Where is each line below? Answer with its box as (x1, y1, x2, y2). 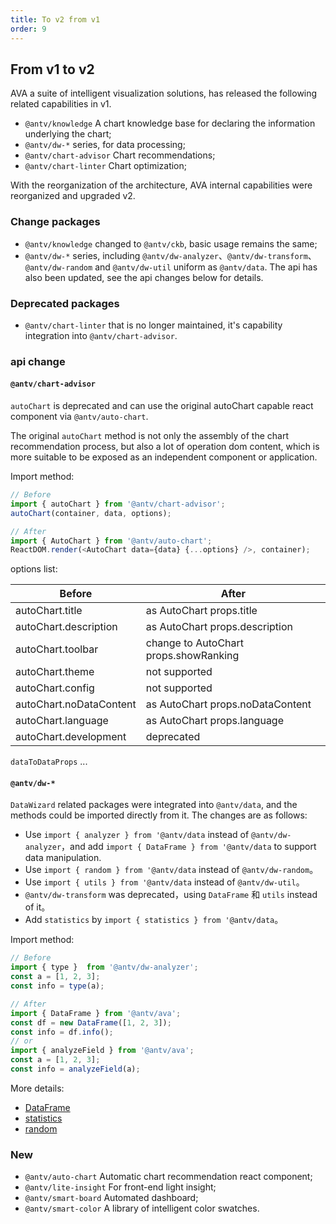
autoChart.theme (15, 665, 95, 679)
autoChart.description (15, 620, 118, 634)
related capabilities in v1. (10, 98, 112, 110)
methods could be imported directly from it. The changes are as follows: (10, 809, 308, 821)
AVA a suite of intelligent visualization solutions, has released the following (10, 87, 318, 100)
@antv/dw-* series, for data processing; (24, 139, 186, 151)
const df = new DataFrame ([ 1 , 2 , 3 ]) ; (10, 1017, 172, 1028)
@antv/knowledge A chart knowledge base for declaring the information (24, 117, 316, 130)
